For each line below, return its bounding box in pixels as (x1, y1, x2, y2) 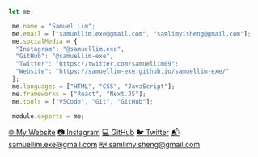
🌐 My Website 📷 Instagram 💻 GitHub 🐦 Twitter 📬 (8, 128, 180, 138)
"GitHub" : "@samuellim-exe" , (15, 53, 114, 61)
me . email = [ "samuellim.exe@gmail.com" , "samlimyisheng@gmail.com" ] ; (11, 29, 252, 38)
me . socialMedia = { (11, 37, 78, 45)
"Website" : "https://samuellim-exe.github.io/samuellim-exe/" (15, 67, 230, 76)
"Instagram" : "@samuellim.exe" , (15, 45, 125, 53)
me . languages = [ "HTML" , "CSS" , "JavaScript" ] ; (11, 82, 176, 91)
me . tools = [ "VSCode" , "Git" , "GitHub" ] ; (11, 97, 154, 105)
